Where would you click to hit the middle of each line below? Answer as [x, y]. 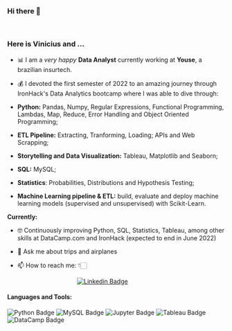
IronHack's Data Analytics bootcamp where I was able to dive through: [118, 93]
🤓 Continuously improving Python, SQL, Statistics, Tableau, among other [121, 230]
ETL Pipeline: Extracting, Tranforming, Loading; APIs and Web [106, 135]
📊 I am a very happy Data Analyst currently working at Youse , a [109, 60]
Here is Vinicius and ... [46, 44]
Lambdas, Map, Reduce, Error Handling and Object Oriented [103, 114]
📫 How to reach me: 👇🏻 [52, 265]
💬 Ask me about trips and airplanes [67, 251]
